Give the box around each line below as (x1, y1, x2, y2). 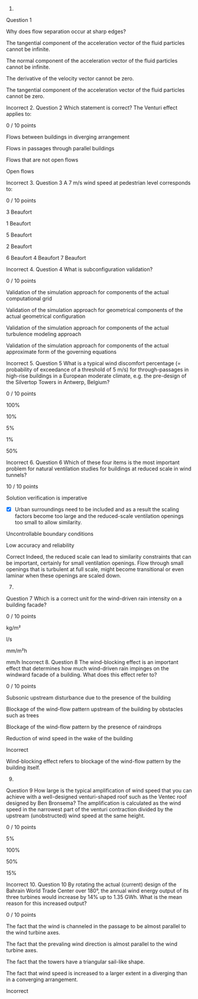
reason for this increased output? (6, 900, 87, 907)
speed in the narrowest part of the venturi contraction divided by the (6, 806, 173, 813)
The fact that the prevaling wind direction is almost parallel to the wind (6, 940, 177, 948)
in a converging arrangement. (6, 976, 79, 983)
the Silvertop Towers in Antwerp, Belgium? (6, 379, 110, 385)
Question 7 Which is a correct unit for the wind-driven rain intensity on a (6, 595, 182, 602)
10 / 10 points (6, 483, 38, 490)
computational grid (6, 295, 52, 302)
